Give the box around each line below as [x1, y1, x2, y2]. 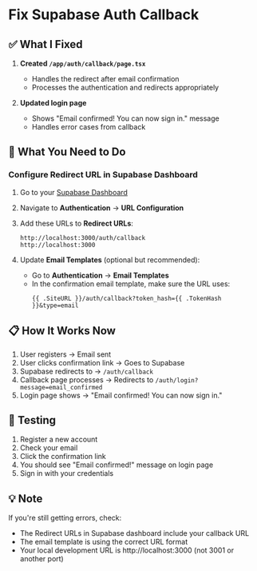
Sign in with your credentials [19, 469, 114, 478]
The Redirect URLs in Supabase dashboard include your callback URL [19, 529, 250, 538]
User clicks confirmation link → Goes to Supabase [19, 357, 185, 367]
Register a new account [19, 434, 98, 445]
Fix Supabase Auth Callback [8, 6, 200, 24]
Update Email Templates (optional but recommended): [19, 254, 200, 265]
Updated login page [19, 98, 87, 107]
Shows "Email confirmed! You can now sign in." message [31, 114, 219, 123]
